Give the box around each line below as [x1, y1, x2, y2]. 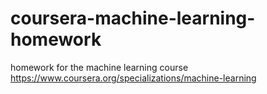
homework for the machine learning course [10, 61, 189, 73]
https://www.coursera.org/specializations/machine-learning [10, 72, 257, 84]
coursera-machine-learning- [10, 7, 256, 30]
